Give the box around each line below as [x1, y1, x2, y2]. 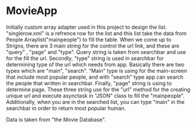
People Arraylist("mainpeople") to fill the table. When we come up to [6, 36, 172, 43]
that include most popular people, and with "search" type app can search [6, 73, 184, 80]
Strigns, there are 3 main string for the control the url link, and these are [6, 42, 180, 49]
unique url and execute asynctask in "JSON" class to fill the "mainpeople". [6, 92, 185, 99]
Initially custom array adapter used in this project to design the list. [6, 23, 167, 31]
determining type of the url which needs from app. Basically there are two [6, 60, 185, 68]
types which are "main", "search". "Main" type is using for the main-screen [6, 67, 188, 74]
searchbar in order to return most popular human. [6, 105, 126, 112]
